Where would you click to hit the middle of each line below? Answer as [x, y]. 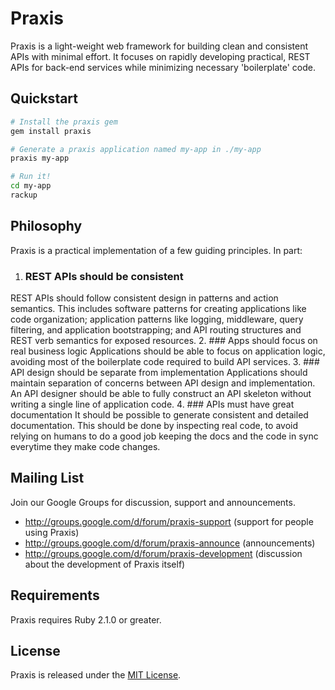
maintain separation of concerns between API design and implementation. [163, 383]
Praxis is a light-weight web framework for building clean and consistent [159, 46]
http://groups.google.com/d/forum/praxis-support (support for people [169, 521]
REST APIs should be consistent [104, 276]
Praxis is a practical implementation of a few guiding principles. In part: [156, 250]
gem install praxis [51, 131]
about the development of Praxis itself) [105, 564]
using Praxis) [52, 532]
